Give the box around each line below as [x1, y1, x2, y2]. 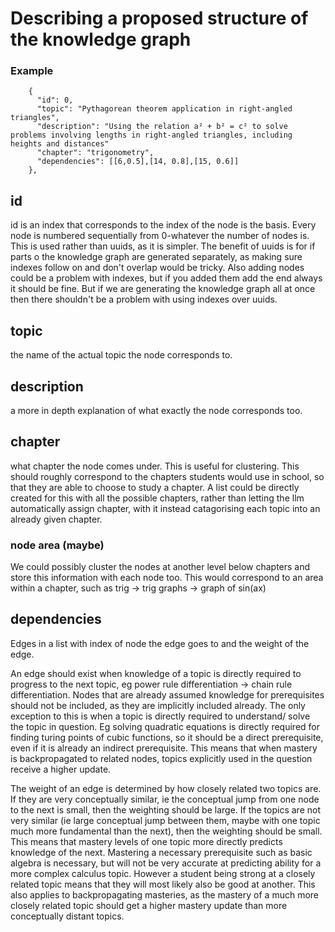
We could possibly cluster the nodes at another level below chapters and [10, 561, 311, 573]
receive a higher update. [10, 763, 112, 775]
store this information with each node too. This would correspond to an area [10, 572, 324, 584]
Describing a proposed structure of [10, 7, 309, 30]
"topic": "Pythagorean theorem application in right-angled [36, 104, 293, 114]
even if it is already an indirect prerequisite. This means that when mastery [10, 742, 318, 754]
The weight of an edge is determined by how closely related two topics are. [10, 782, 322, 794]
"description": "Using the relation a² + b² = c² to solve [36, 122, 288, 132]
